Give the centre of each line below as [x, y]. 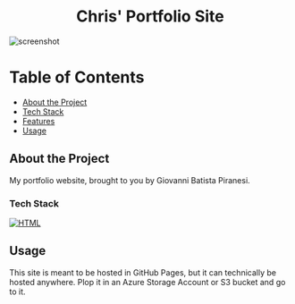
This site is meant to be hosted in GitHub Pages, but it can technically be [143, 272]
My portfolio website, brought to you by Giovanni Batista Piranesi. [130, 180]
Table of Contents [77, 77]
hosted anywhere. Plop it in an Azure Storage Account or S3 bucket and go [147, 282]
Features [38, 121]
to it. [17, 291]
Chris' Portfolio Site [150, 17]
